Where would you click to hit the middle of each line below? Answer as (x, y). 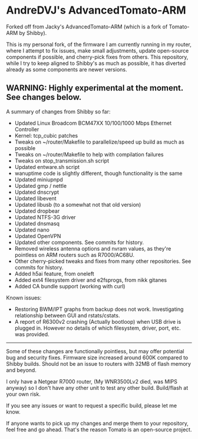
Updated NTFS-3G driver (45, 217)
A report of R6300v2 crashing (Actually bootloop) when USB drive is (98, 321)
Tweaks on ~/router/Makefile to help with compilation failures (89, 154)
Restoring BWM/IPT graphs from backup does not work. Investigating (99, 309)
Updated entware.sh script (47, 167)
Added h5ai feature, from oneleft (54, 274)
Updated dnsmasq (37, 223)
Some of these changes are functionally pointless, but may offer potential (95, 351)
